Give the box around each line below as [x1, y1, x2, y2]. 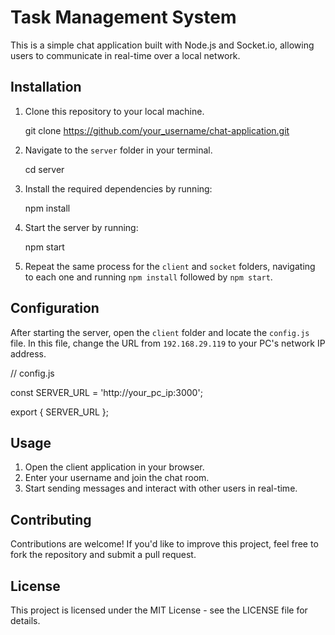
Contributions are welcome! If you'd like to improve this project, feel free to [10, 538, 319, 550]
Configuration [10, 300, 100, 317]
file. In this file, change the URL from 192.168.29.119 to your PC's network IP [10, 337, 326, 349]
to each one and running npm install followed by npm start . [24, 271, 273, 283]
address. [10, 347, 47, 360]
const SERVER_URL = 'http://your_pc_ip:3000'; [10, 386, 203, 398]
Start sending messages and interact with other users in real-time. [24, 482, 298, 495]
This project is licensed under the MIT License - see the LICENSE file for [10, 604, 308, 616]
